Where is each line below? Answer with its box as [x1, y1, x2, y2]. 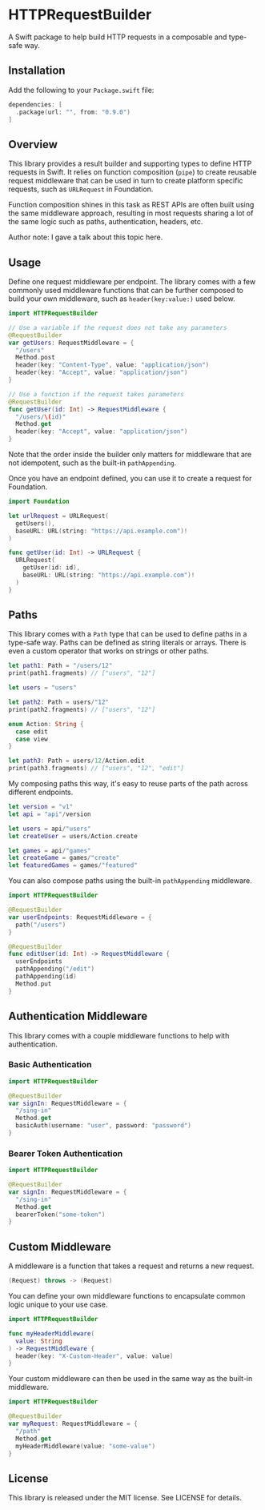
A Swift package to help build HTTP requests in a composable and [8, 32, 227, 42]
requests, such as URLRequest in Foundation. [8, 184, 154, 194]
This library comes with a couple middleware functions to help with [8, 1030, 230, 1040]
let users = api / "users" [8, 825, 91, 833]
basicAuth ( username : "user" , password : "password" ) [15, 1122, 192, 1130]
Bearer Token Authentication [8, 1147, 123, 1159]
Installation [8, 64, 66, 78]
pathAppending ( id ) [15, 973, 78, 981]
